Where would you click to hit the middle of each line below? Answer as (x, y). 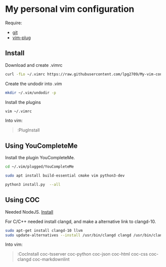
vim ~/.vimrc (19, 111)
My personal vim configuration (70, 9)
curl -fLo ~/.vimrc (25, 74)
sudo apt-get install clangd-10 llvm (44, 230)
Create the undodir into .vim (34, 84)
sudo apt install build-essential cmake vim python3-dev (65, 176)
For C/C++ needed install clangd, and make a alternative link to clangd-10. (81, 222)
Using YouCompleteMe (41, 146)
